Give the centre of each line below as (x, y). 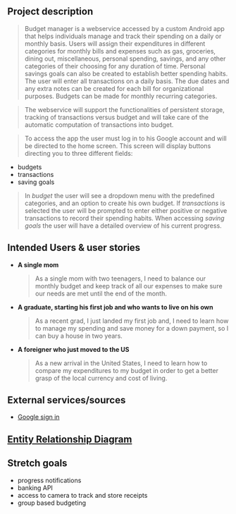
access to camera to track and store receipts (82, 495)
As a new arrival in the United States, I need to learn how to (121, 363)
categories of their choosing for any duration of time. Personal (115, 66)
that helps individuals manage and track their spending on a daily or (123, 36)
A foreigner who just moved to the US (73, 349)
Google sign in (38, 417)
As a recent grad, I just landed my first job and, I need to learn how (132, 321)
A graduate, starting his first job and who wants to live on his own (115, 307)
